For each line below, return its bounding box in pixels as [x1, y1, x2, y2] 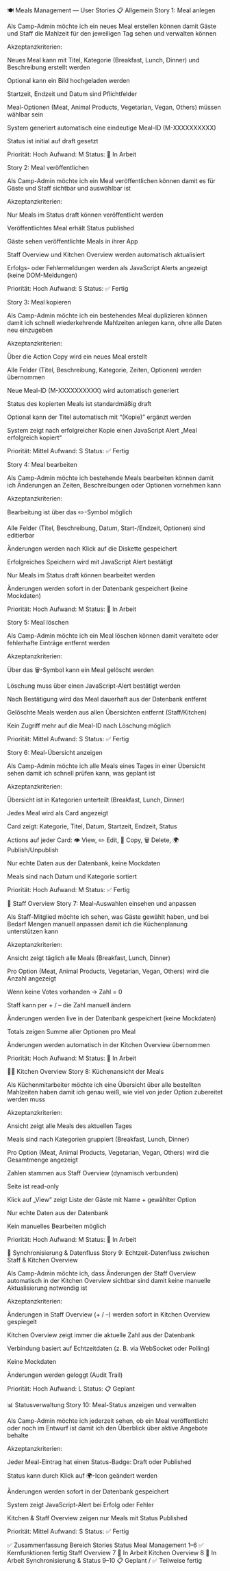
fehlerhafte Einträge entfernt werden [7, 639, 110, 647]
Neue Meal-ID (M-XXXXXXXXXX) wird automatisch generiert [7, 387, 179, 394]
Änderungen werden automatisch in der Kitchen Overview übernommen [7, 1041, 210, 1048]
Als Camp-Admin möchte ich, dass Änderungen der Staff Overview [7, 1269, 196, 1278]
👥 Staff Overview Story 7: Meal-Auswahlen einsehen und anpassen [7, 900, 196, 907]
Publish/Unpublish [7, 846, 59, 854]
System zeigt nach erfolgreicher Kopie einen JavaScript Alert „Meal [7, 427, 197, 434]
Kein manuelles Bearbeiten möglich [7, 1222, 107, 1230]
